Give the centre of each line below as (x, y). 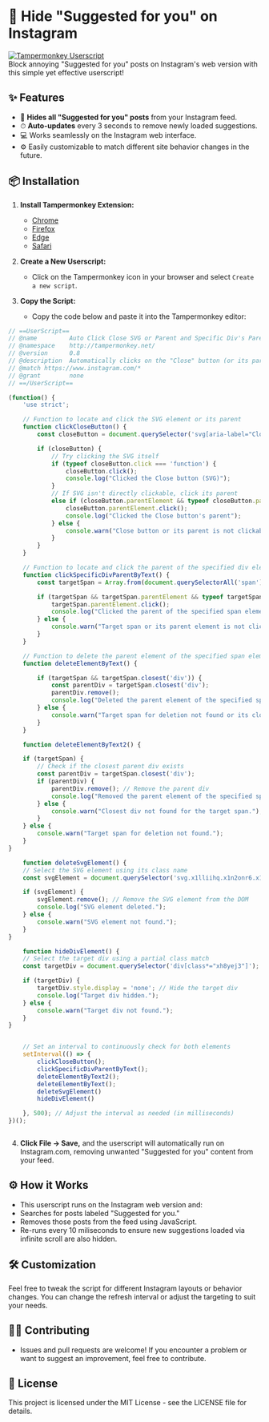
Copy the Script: (48, 300)
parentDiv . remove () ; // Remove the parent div (130, 788)
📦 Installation (44, 181)
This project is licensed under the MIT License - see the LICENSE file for (127, 1403)
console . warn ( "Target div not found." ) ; (105, 1010)
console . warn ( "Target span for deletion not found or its (150, 715)
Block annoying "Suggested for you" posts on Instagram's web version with (133, 64)
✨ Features (36, 98)
